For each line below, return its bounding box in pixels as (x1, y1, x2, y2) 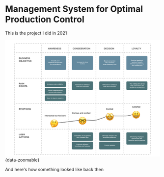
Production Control (5, 14, 84, 25)
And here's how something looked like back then (5, 167, 104, 173)
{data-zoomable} (5, 157, 40, 163)
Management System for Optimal (5, 3, 143, 15)
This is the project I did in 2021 (5, 30, 67, 36)
